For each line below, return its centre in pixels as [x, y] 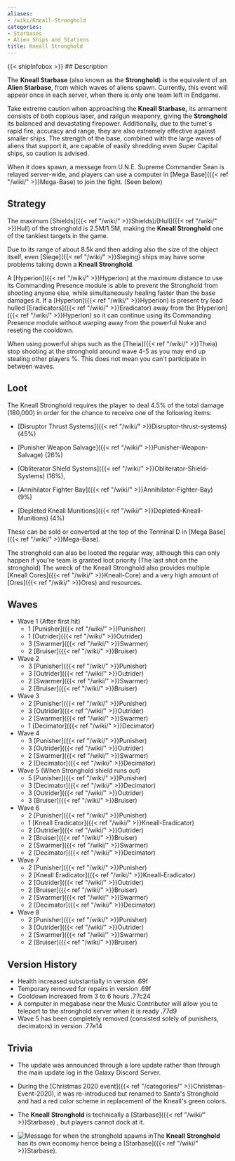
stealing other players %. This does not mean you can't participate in [107, 358]
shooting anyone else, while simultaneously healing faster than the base [112, 293]
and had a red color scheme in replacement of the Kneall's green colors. [122, 1101]
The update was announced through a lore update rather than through [119, 1065]
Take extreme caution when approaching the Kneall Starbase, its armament [117, 109]
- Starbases [25, 33]
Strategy [27, 204]
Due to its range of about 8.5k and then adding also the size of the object [113, 249]
